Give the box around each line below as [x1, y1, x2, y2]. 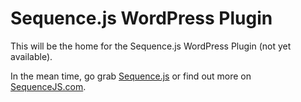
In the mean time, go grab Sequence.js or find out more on [10, 70, 252, 82]
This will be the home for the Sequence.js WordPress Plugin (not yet [10, 40, 292, 52]
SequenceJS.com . [10, 80, 87, 92]
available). [10, 50, 53, 62]
